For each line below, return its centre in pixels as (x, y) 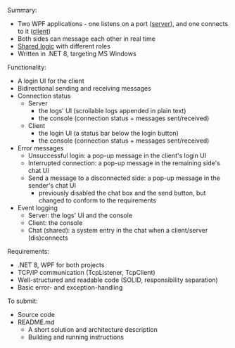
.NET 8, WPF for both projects (61, 265)
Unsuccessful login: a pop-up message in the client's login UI (117, 155)
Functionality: (27, 67)
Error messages (40, 148)
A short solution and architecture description (93, 329)
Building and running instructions (76, 337)
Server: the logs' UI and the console (80, 215)
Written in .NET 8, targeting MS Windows (77, 53)
